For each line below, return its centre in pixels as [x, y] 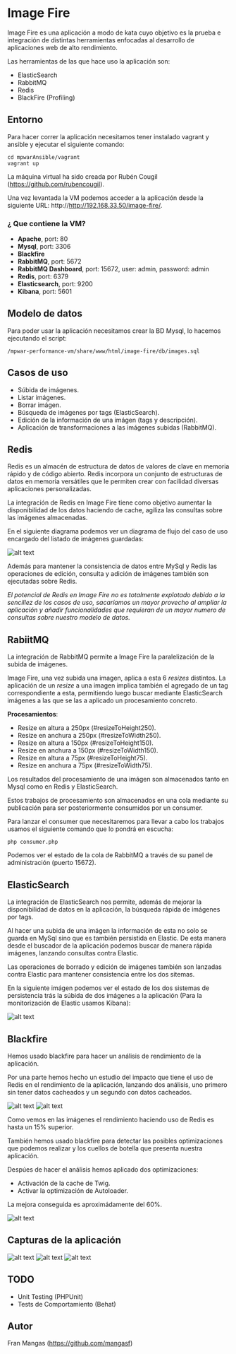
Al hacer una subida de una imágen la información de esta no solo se [107, 931]
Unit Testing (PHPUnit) [50, 1296]
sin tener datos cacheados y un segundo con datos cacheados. [100, 1092]
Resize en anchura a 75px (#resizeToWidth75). [85, 765]
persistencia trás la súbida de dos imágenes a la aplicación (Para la [105, 996]
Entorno [25, 120]
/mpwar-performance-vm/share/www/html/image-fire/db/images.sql [104, 351]
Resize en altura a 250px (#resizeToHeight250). [87, 728]
